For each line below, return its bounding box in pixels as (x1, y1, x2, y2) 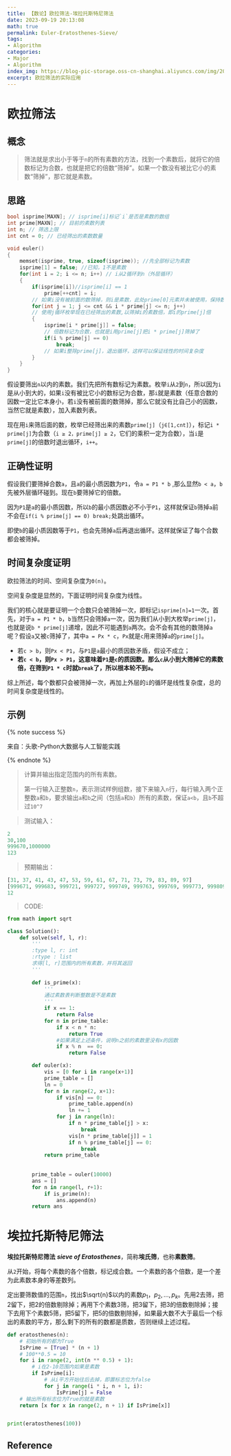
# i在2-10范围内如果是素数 (32, 1364, 100, 1370)
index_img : (7, 68, 38, 74)
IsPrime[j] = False (56, 1389, 112, 1396)
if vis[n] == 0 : (56, 1094, 103, 1101)
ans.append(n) (56, 1197, 97, 1204)
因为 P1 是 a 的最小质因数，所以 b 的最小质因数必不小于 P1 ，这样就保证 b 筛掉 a (7, 503, 213, 511)
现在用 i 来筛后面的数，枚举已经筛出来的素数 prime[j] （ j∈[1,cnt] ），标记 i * (7, 421, 220, 429)
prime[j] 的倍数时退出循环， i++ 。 (7, 438, 102, 446)
